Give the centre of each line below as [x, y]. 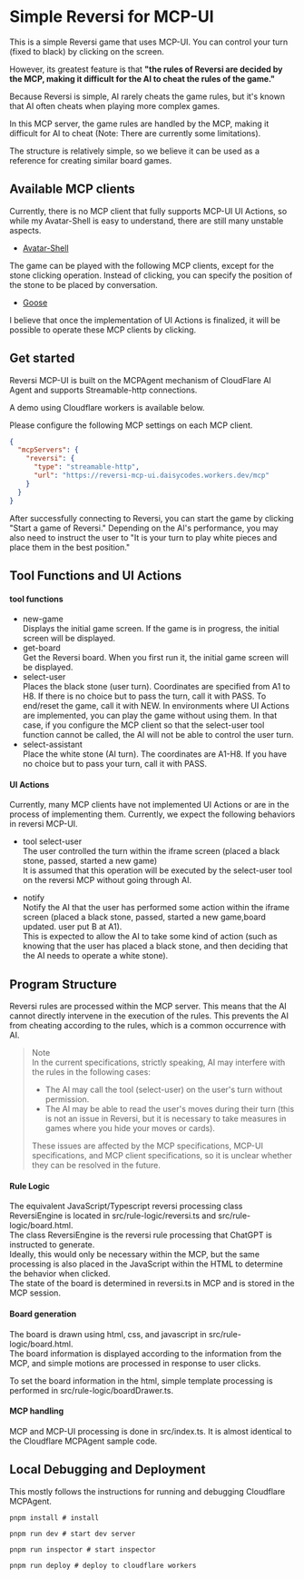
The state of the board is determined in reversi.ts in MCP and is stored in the [152, 1284]
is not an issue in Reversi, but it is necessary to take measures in [166, 1118]
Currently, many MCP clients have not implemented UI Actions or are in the [149, 805]
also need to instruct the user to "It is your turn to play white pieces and [143, 537]
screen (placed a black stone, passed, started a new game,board [144, 917]
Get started [42, 358]
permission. [67, 1099]
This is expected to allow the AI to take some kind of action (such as [150, 937]
